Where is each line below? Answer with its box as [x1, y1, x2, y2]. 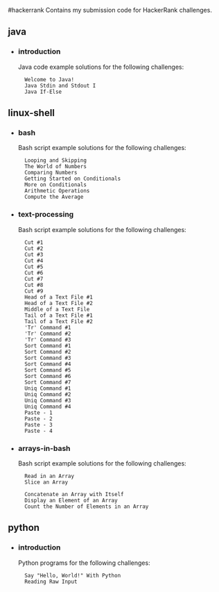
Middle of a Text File [24, 306, 90, 313]
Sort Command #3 [24, 354, 71, 361]
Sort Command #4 [24, 361, 71, 368]
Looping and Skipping [24, 157, 87, 164]
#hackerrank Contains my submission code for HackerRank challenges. [8, 6, 212, 14]
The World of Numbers [24, 163, 87, 170]
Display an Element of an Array [24, 497, 118, 504]
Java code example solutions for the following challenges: [17, 63, 184, 71]
